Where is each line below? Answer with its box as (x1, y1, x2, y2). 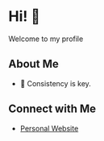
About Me (8, 57, 59, 71)
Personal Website (19, 123, 79, 133)
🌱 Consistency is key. (19, 78, 91, 88)
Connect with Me (8, 102, 97, 116)
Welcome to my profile (8, 34, 84, 44)
